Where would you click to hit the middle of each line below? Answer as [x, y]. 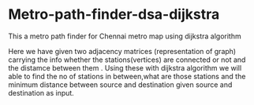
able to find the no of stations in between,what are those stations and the [127, 76]
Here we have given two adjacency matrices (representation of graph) [122, 51]
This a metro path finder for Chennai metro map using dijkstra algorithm [125, 36]
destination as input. [41, 92]
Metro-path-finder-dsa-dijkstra [114, 14]
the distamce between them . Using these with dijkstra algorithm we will [125, 67]
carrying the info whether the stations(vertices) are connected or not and [127, 60]
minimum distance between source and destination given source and [120, 85]
